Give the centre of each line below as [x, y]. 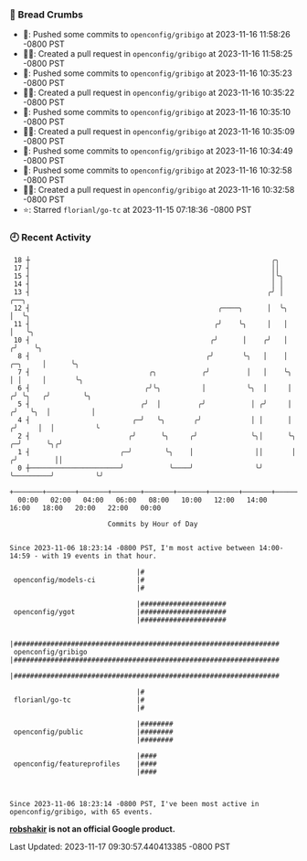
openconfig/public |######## [93, 732]
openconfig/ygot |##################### [120, 611]
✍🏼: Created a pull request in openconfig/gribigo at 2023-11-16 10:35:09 [159, 132]
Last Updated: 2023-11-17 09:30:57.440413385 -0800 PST [120, 846]
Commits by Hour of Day [153, 524]
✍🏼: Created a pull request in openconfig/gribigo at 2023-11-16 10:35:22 [159, 93]
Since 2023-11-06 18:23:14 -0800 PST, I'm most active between [132, 547]
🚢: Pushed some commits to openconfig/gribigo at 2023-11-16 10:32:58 [157, 170]
